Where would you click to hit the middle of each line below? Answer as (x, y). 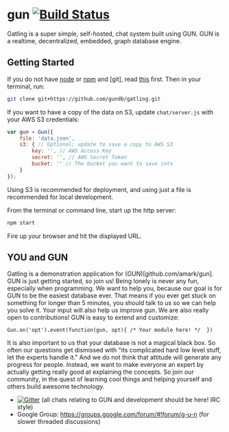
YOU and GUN (38, 257)
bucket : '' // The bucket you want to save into (103, 164)
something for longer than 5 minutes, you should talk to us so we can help (111, 303)
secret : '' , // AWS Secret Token (80, 158)
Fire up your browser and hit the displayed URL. (74, 236)
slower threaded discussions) (59, 422)
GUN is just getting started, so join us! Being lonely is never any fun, (103, 281)
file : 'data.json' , (47, 138)
